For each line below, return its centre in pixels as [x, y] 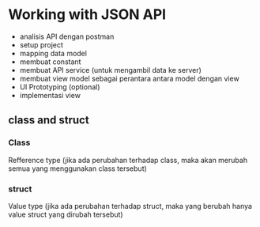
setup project [41, 44]
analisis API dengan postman [67, 36]
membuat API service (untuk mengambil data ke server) [110, 70]
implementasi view [50, 95]
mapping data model [53, 53]
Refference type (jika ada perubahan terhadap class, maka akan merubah [128, 160]
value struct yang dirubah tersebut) [66, 214]
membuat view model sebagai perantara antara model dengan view [129, 78]
